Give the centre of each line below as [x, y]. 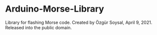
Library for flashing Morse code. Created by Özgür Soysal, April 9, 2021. [79, 22]
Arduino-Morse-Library [55, 9]
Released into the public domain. [38, 27]
